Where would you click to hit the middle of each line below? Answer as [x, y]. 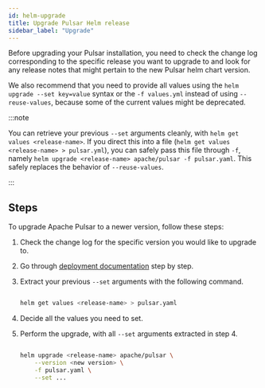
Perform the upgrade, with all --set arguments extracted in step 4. [129, 334]
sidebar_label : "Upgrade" [51, 30]
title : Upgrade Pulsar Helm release [69, 23]
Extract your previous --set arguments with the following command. [132, 282]
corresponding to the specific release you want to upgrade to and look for [129, 61]
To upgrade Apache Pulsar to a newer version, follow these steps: [116, 227]
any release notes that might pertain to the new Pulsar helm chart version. [129, 70]
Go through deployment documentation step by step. [107, 266]
